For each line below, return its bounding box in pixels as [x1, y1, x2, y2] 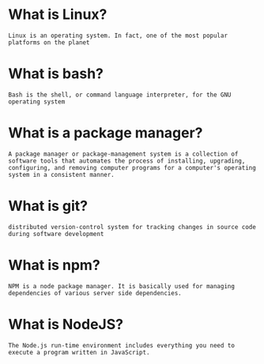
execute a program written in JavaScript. [8, 348, 150, 356]
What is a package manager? [8, 124, 203, 142]
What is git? [8, 197, 89, 215]
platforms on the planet [8, 38, 90, 47]
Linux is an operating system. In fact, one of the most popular [8, 32, 228, 39]
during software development [8, 230, 104, 238]
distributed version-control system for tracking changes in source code [8, 223, 257, 231]
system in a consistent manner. [8, 171, 115, 178]
